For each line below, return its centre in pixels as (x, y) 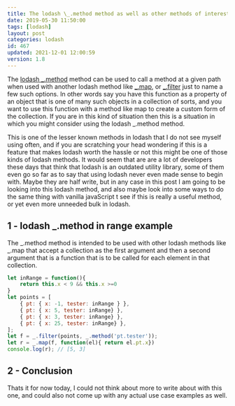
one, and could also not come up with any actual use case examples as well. (117, 395)
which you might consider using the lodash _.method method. (96, 124)
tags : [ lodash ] (29, 27)
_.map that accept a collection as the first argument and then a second (109, 250)
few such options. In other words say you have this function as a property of (117, 94)
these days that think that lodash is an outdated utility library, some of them (116, 167)
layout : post (26, 33)
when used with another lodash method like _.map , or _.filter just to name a (115, 86)
